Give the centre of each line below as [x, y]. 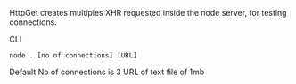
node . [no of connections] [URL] [74, 56]
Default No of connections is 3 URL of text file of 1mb [107, 72]
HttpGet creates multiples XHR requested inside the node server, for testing [148, 13]
